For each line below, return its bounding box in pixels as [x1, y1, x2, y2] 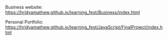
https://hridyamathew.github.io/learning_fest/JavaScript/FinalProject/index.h [5, 24, 163, 30]
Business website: [5, 4, 43, 10]
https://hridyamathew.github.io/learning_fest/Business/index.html [5, 9, 140, 15]
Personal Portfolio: [5, 19, 44, 25]
